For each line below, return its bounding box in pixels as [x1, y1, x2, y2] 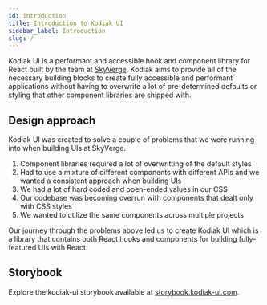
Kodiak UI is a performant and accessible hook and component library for [8, 56, 251, 66]
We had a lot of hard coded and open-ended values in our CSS [19, 185, 229, 194]
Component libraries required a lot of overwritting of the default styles [19, 159, 252, 169]
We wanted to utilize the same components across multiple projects [19, 210, 245, 220]
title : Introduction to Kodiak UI [8, 19, 124, 27]
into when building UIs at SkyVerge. [8, 144, 127, 153]
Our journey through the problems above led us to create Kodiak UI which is [8, 226, 259, 235]
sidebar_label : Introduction [8, 26, 106, 35]
